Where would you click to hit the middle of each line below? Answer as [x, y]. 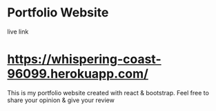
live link [18, 32]
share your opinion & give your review [61, 100]
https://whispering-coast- [84, 59]
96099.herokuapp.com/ [78, 74]
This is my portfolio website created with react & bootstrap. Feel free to [108, 92]
